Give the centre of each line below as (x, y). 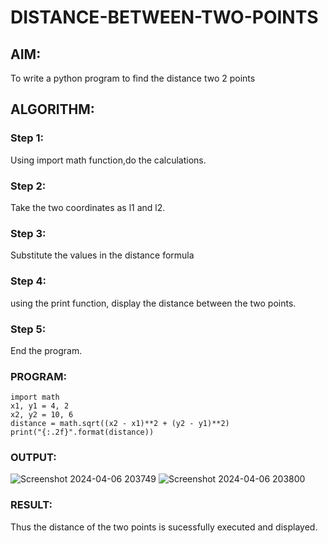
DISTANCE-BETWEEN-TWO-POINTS (164, 17)
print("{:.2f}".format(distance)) (82, 432)
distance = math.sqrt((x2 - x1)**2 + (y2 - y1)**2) (120, 424)
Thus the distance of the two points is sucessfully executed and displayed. (164, 527)
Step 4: (28, 281)
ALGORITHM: (52, 109)
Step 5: (28, 329)
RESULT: (31, 505)
